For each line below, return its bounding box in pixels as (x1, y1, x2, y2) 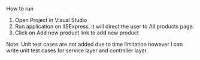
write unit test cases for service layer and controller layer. (6, 47, 149, 54)
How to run (6, 5, 34, 12)
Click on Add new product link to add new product (14, 29, 140, 36)
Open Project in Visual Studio (14, 17, 87, 23)
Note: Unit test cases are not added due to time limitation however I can (6, 41, 183, 48)
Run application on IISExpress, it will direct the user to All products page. (14, 23, 195, 30)
